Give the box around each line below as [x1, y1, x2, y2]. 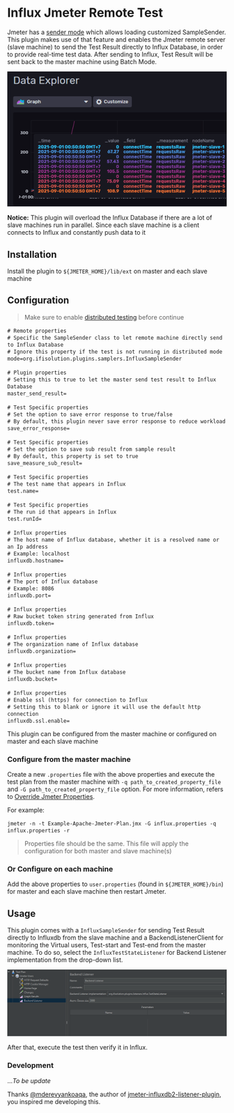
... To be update [7, 1076, 51, 1084]
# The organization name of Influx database [7, 641, 139, 648]
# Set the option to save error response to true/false [7, 411, 173, 418]
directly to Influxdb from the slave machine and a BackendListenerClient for [7, 933, 224, 942]
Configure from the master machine [7, 754, 131, 764]
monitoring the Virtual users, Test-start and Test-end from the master [7, 941, 206, 949]
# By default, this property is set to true [7, 453, 139, 460]
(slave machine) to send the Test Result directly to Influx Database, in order [7, 42, 224, 51]
